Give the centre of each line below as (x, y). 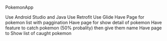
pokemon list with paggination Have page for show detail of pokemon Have (83, 23)
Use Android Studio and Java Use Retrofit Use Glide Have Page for (75, 17)
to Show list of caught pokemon (38, 33)
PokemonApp (19, 7)
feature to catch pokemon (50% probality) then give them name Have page (83, 28)
